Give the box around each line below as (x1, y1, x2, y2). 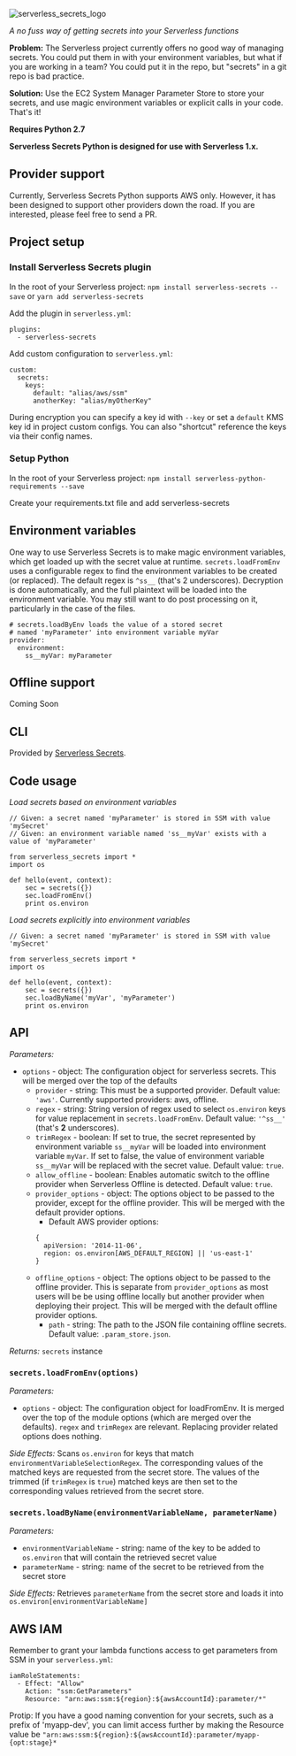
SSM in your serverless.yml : (9, 1654, 113, 1665)
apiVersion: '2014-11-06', (42, 1241, 143, 1250)
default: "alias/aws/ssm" (32, 388, 128, 397)
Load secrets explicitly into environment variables (9, 915, 191, 925)
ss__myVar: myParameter (25, 651, 113, 660)
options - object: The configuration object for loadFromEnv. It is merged (21, 1403, 285, 1414)
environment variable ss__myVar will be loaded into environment (34, 1141, 267, 1152)
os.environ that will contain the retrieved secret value (21, 1553, 217, 1563)
